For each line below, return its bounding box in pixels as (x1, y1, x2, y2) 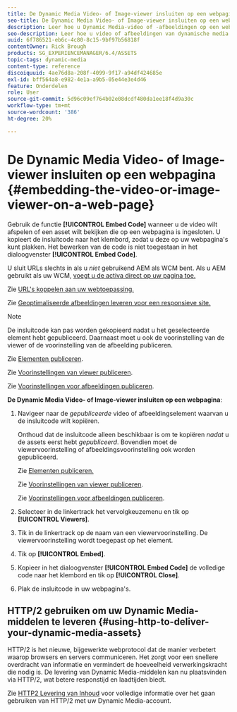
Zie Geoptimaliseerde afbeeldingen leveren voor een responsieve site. (7, 298, 211, 307)
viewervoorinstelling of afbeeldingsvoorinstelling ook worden (17, 445, 195, 453)
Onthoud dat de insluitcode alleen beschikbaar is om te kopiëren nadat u (17, 430, 229, 438)
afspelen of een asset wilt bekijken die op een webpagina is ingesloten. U (7, 227, 221, 236)
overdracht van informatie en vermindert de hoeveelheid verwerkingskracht (7, 661, 227, 669)
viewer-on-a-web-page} (7, 197, 155, 212)
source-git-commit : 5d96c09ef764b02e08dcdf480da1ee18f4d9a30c (7, 96, 194, 103)
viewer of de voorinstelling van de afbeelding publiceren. (7, 340, 173, 349)
